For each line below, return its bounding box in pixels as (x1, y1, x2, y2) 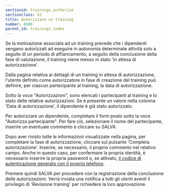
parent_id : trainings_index (5, 26, 65, 31)
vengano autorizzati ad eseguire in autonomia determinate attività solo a (5, 46, 156, 52)
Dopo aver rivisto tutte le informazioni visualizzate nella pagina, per (5, 134, 146, 140)
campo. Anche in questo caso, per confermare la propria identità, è (5, 150, 146, 156)
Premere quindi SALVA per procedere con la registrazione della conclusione (5, 171, 164, 177)
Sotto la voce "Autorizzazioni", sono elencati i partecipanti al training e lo (5, 92, 157, 99)
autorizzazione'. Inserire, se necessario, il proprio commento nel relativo (5, 144, 156, 150)
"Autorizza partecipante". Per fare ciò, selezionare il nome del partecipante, (5, 118, 163, 124)
